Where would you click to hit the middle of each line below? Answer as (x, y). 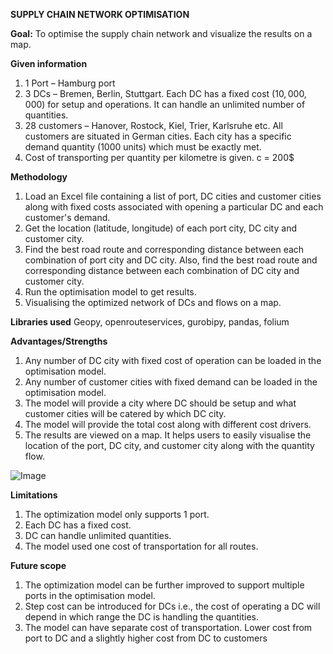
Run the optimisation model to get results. (110, 292)
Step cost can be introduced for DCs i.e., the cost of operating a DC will (172, 606)
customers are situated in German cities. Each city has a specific (158, 136)
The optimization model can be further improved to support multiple (164, 585)
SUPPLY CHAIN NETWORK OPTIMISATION (100, 14)
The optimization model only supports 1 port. (117, 514)
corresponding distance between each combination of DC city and (162, 270)
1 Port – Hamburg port (70, 83)
